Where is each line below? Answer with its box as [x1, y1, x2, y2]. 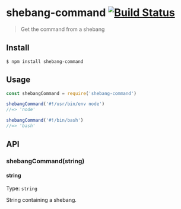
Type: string [6, 185, 37, 192]
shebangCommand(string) [6, 157, 85, 166]
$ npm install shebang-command [6, 58, 84, 65]
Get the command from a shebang [20, 26, 105, 33]
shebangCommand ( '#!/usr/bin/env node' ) [6, 101, 105, 107]
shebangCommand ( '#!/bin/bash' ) [6, 118, 84, 123]
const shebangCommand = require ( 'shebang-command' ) [6, 90, 136, 96]
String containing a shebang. [6, 197, 77, 204]
